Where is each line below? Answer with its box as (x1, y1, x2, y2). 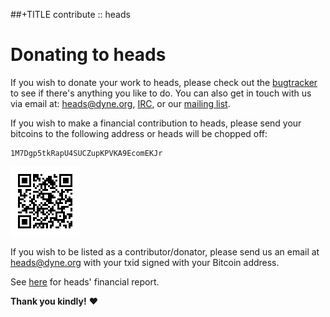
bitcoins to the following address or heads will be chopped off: (10, 127, 268, 139)
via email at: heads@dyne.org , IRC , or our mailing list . (10, 97, 231, 109)
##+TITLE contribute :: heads (10, 9, 131, 20)
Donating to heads (10, 44, 167, 66)
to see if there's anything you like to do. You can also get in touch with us (10, 87, 312, 99)
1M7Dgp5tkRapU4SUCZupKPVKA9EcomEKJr (10, 148, 163, 158)
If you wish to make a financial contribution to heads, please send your (10, 117, 302, 129)
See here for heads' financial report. (10, 275, 160, 288)
